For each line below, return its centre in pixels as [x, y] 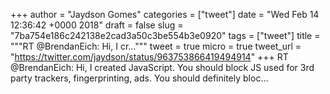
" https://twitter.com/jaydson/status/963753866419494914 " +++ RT [149, 57]
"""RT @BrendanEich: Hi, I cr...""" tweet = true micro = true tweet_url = [156, 46]
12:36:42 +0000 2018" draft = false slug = [97, 25]
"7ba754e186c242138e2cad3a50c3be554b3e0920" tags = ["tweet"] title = [165, 35]
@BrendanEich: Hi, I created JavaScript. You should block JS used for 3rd [162, 67]
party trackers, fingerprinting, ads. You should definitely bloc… [139, 78]
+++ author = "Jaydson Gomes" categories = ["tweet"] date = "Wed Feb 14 [165, 14]
